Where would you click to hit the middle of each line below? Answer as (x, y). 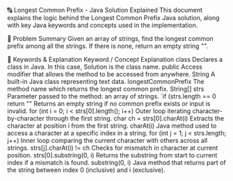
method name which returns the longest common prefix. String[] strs (106, 89)
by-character (26, 118)
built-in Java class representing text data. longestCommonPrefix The (106, 81)
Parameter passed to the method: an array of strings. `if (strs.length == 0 (112, 96)
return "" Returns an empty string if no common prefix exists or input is (109, 104)
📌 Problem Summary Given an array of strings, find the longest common (110, 38)
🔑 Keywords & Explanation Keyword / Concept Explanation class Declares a (115, 59)
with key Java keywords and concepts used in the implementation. (103, 25)
